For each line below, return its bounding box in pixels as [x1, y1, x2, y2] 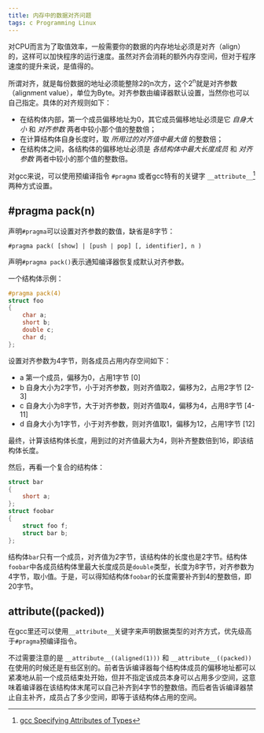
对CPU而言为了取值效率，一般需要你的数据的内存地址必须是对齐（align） [8, 41, 245, 51]
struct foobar [8, 508, 55, 515]
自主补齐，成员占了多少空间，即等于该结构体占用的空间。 [14, 693, 201, 702]
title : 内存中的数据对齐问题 [8, 11, 92, 20]
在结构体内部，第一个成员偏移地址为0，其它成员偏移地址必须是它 [19, 115, 231, 125]
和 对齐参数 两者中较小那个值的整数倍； [28, 125, 157, 134]
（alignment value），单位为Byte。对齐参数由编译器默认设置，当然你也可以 [8, 88, 250, 98]
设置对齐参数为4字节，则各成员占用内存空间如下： [8, 355, 171, 365]
